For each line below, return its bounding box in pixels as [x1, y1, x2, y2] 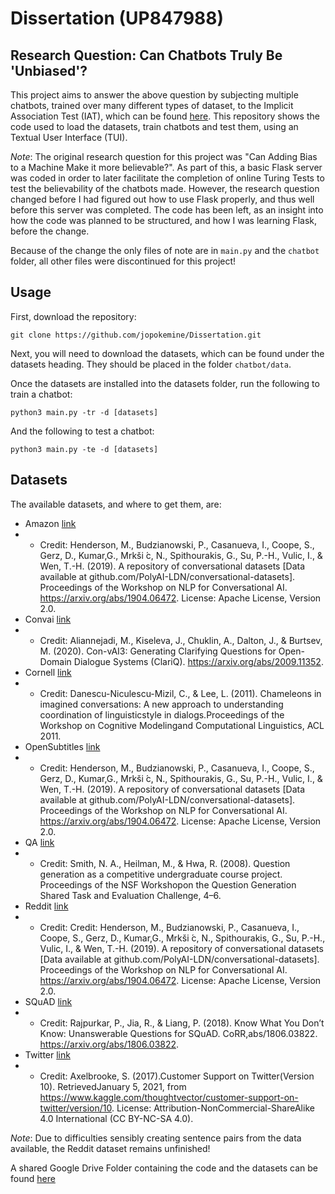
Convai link [24, 613, 72, 625]
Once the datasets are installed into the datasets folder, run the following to [10, 377, 320, 389]
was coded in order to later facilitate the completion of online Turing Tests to [10, 172, 325, 184]
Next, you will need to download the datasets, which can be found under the [10, 347, 325, 359]
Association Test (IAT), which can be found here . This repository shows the [10, 110, 320, 122]
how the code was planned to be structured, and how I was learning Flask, [10, 215, 318, 226]
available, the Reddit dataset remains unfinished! [10, 1142, 211, 1154]
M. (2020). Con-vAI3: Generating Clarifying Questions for [39, 645, 277, 657]
